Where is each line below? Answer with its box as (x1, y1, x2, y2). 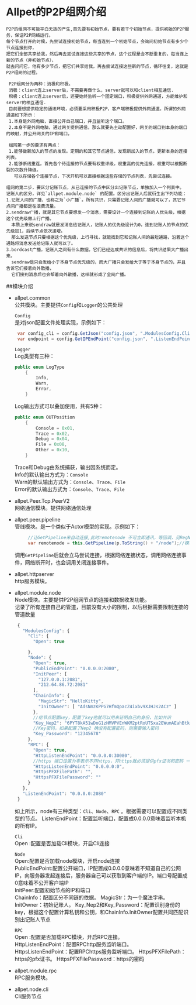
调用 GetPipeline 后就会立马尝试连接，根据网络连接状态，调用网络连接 (14, 551, 182, 558)
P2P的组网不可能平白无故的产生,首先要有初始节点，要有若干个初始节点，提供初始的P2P (6, 26, 185, 32)
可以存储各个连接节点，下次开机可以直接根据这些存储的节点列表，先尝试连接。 (13, 173, 175, 179)
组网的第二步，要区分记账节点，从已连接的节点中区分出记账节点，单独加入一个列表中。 (6, 184, 184, 190)
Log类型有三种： (14, 352, 55, 359)
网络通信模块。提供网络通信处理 (14, 504, 92, 511)
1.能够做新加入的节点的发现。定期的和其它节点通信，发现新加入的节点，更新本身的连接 (8, 148, 188, 154)
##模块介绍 (6, 282, 33, 290)
